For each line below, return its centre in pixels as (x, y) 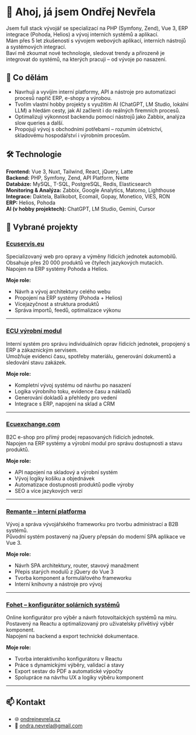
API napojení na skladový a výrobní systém (66, 472)
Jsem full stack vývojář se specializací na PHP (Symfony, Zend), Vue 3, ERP (97, 28)
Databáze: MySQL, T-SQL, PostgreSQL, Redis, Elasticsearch (79, 184)
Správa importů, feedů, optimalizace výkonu (68, 310)
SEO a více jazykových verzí (48, 490)
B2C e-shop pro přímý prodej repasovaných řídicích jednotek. (80, 437)
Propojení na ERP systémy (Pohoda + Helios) (68, 298)
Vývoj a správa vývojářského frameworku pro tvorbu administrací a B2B (92, 524)
